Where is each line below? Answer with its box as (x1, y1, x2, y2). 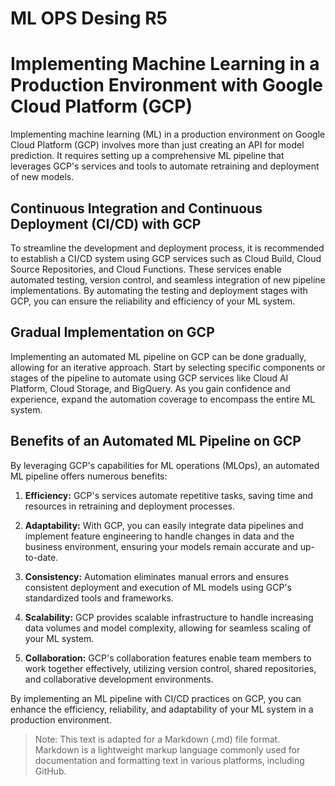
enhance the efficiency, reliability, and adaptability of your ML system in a (10, 703, 314, 715)
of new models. (10, 171, 75, 183)
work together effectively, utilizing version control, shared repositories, (24, 662, 317, 674)
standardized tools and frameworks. (24, 592, 174, 604)
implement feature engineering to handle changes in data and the (24, 530, 295, 542)
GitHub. (34, 765, 67, 777)
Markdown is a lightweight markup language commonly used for (34, 743, 301, 756)
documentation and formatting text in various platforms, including (34, 754, 305, 766)
